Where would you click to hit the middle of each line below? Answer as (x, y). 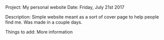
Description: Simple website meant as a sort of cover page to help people (82, 17)
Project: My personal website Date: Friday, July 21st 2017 (65, 7)
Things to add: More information (39, 32)
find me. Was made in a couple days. (44, 22)
